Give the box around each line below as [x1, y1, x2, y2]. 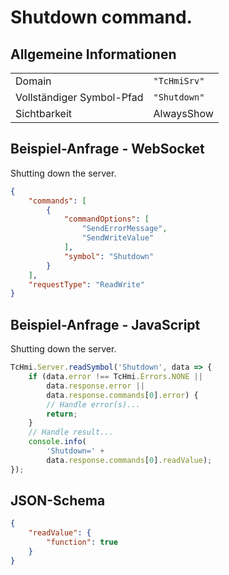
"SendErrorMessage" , [81, 224, 168, 234]
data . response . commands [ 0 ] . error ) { [46, 390, 199, 400]
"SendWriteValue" [81, 233, 155, 243]
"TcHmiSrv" [153, 76, 205, 86]
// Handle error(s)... [46, 399, 141, 410]
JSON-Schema [10, 492, 106, 510]
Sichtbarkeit [15, 107, 73, 120]
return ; [46, 409, 78, 419]
